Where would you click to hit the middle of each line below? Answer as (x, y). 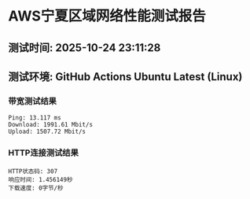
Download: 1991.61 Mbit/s (50, 125)
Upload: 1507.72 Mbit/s (47, 132)
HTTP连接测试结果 (43, 153)
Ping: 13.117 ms (35, 118)
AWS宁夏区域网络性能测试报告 (107, 16)
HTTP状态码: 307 (33, 171)
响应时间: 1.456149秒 (40, 179)
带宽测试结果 (33, 101)
